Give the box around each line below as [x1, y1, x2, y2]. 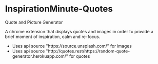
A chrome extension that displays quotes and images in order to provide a [5, 28, 154, 34]
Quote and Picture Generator [5, 19, 63, 25]
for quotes [69, 53, 90, 59]
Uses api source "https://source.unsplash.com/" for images [12, 43, 132, 49]
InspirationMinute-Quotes [5, 3, 113, 14]
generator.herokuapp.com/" [12, 53, 68, 59]
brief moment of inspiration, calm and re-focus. [5, 34, 100, 39]
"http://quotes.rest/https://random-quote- [46, 48, 130, 54]
